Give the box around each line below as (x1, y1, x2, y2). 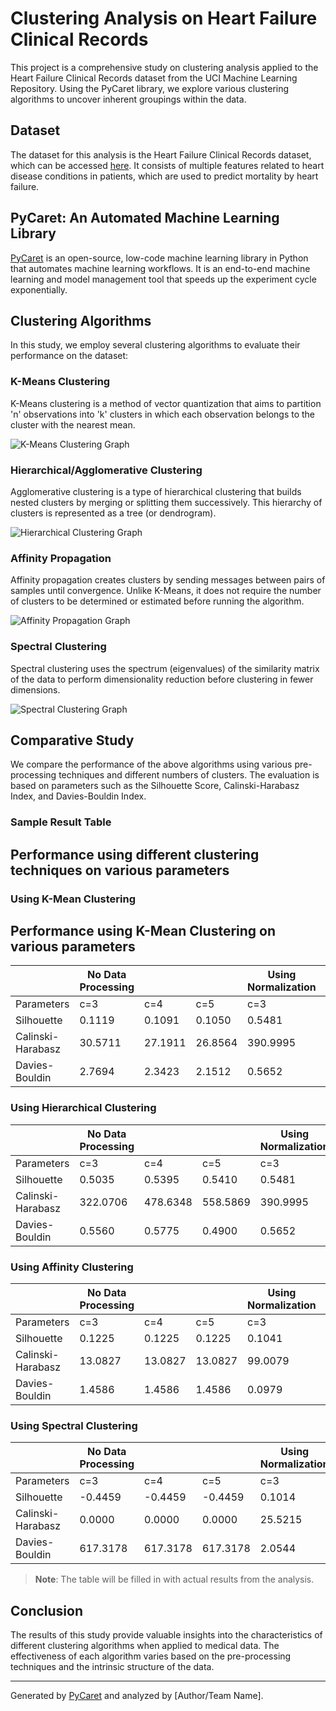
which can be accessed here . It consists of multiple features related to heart (10, 159, 325, 171)
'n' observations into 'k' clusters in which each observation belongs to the (10, 408, 316, 420)
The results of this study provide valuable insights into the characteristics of (10, 1629, 323, 1641)
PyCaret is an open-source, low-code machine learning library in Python (10, 252, 309, 264)
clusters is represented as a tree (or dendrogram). (10, 507, 217, 519)
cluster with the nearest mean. (10, 418, 136, 431)
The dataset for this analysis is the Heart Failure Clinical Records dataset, (10, 148, 312, 161)
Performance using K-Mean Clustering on (10, 923, 276, 939)
